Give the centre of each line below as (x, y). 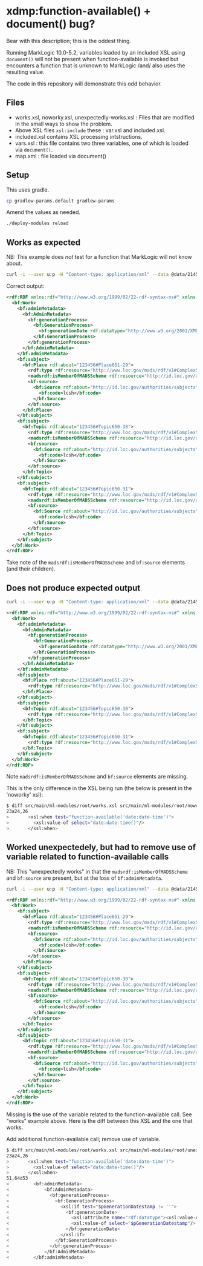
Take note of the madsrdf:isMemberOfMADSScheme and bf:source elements (96, 563)
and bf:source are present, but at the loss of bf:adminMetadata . (85, 878)
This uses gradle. (28, 190)
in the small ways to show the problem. (64, 124)
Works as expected (43, 242)
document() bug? (51, 24)
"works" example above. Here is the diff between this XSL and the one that (99, 1120)
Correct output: (25, 286)
